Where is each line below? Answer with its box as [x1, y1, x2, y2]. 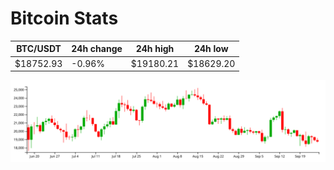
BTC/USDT [16, 43, 62, 55]
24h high [135, 43, 175, 55]
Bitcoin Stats [10, 7, 119, 30]
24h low [193, 43, 229, 55]
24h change [71, 43, 123, 55]
